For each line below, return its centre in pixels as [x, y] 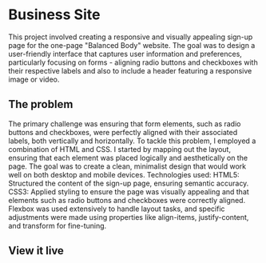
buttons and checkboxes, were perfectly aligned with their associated [123, 132]
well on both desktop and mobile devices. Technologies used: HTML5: [124, 174]
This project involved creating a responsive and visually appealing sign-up [131, 37]
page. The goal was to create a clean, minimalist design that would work [127, 166]
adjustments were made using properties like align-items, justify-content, [129, 217]
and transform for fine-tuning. [58, 225]
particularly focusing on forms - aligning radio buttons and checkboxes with [133, 62]
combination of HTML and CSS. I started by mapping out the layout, [120, 149]
